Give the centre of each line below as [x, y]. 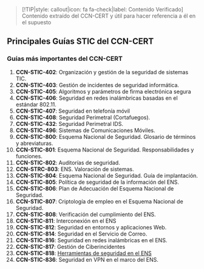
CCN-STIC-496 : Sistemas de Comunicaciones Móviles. [85, 130]
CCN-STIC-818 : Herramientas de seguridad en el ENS [83, 253]
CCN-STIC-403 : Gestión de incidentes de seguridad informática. [97, 85]
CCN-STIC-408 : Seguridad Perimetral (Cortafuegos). [83, 117]
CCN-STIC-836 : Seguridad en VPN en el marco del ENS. [87, 259]
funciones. [29, 156]
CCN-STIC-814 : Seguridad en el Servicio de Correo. [81, 234]
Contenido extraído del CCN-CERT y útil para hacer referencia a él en [109, 16]
